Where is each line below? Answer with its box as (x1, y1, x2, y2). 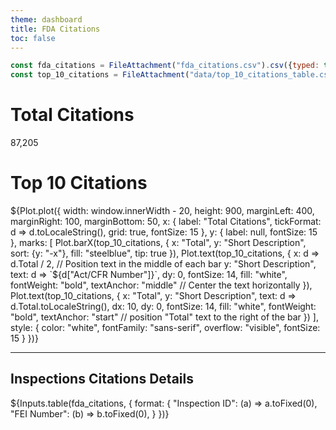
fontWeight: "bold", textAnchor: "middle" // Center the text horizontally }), (10, 279, 313, 291)
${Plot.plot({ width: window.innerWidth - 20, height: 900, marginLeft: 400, (10, 205, 315, 216)
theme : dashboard (10, 14, 83, 25)
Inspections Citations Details (10, 371, 194, 388)
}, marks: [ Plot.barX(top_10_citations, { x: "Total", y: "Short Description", (10, 237, 307, 248)
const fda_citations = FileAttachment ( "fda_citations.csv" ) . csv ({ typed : (10, 61, 320, 71)
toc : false (10, 33, 56, 43)
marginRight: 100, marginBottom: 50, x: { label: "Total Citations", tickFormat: (10, 216, 322, 227)
